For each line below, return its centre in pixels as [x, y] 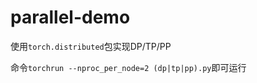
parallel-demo [70, 17]
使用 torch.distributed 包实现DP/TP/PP [91, 46]
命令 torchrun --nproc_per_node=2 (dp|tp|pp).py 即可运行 [128, 67]
